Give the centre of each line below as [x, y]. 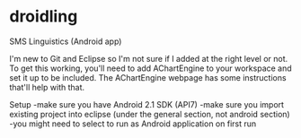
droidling [44, 17]
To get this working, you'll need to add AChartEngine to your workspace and [150, 68]
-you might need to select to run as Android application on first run [133, 124]
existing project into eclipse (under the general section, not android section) [150, 114]
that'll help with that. [47, 87]
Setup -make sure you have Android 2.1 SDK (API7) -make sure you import [147, 104]
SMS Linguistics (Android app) [66, 41]
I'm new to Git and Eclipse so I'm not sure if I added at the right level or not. [149, 58]
